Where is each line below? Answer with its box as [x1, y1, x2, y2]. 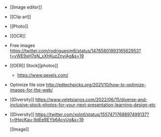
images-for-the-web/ [9, 87, 53, 93]
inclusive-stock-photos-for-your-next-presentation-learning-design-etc [9, 102, 156, 108]
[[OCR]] [9, 33, 26, 39]
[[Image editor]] [9, 4, 42, 10]
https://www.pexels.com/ [17, 72, 68, 78]
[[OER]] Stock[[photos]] [9, 63, 58, 68]
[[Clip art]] [9, 14, 31, 19]
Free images [9, 43, 35, 48]
